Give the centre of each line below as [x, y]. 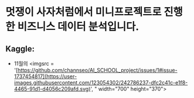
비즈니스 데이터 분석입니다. [78, 27]
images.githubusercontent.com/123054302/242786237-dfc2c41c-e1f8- [101, 82]
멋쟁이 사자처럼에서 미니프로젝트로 [84, 12]
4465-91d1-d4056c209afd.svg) [52, 89]
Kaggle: [20, 48]
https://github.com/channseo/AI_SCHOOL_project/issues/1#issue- [98, 70]
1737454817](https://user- [45, 76]
